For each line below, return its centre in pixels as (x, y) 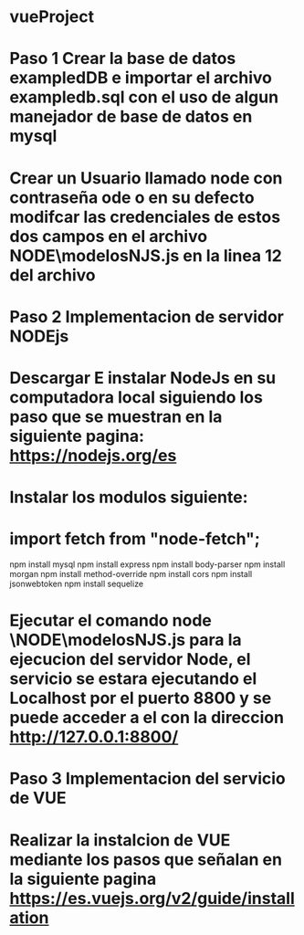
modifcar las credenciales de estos (145, 217)
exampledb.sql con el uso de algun (144, 97)
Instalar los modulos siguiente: (129, 497)
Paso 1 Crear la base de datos (123, 59)
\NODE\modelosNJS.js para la (126, 640)
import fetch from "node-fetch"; (135, 539)
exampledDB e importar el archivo (141, 78)
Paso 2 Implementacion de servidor (147, 316)
